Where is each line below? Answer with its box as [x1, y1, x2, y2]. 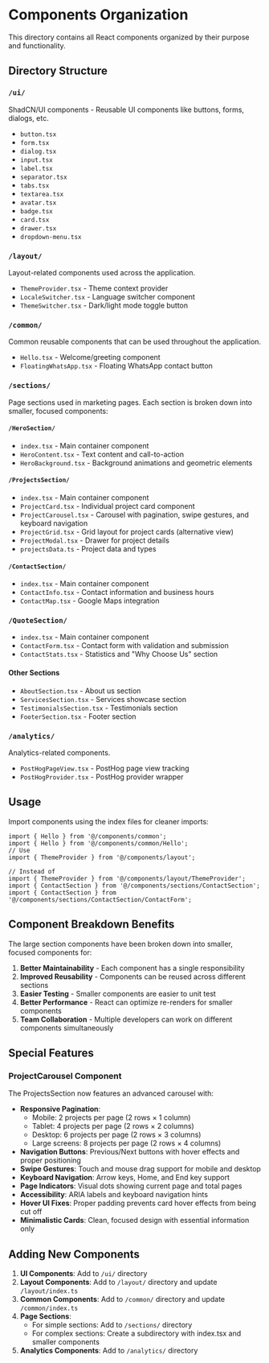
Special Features [8, 1046, 95, 1059]
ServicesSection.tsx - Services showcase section [19, 694, 187, 704]
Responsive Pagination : [19, 1105, 101, 1114]
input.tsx [19, 155, 54, 164]
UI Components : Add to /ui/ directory [19, 1269, 148, 1278]
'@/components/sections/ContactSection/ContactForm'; [8, 895, 193, 903]
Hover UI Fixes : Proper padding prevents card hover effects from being [19, 1198, 257, 1208]
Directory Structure [8, 64, 108, 78]
